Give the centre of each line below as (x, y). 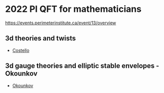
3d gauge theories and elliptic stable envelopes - (82, 66)
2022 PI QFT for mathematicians (73, 9)
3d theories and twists (40, 38)
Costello (21, 50)
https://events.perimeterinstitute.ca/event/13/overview (61, 23)
